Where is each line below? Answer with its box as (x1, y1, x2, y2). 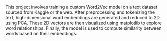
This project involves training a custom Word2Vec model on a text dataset (5, 4, 158, 10)
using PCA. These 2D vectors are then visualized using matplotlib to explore (5, 20, 162, 26)
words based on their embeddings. (5, 31, 78, 36)
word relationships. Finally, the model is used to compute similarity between (5, 25, 162, 31)
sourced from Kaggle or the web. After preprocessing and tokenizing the (5, 9, 155, 15)
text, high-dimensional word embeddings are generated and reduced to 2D (5, 15, 160, 20)
